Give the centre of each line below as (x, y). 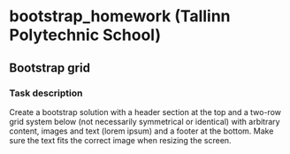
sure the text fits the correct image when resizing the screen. (120, 140)
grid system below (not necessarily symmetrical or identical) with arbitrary (145, 121)
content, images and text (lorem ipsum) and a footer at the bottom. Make (141, 131)
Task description (46, 93)
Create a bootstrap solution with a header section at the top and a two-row (145, 112)
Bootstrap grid (50, 68)
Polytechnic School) (85, 35)
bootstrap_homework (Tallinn (120, 16)
